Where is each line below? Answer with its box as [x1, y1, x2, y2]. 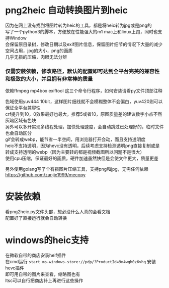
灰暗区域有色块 [5, 117, 36, 124]
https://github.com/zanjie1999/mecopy [5, 172, 86, 178]
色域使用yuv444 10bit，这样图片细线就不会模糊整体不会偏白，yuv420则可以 [5, 99, 163, 105]
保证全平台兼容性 [5, 105, 41, 111]
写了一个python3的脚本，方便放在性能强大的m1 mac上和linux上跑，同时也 [5, 28, 158, 34]
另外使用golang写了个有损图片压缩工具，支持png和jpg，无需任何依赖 [5, 166, 149, 172]
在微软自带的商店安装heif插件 [5, 252, 66, 258]
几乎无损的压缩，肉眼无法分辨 [5, 54, 67, 60]
